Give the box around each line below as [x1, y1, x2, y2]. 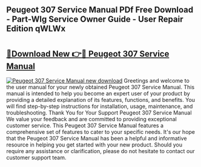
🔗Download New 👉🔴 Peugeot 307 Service [6, 48, 170, 59]
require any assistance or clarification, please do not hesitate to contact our [6, 148, 195, 154]
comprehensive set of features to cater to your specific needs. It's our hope [6, 128, 196, 135]
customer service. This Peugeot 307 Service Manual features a [6, 122, 164, 129]
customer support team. [6, 154, 67, 161]
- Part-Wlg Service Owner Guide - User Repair [6, 14, 183, 25]
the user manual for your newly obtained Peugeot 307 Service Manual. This [6, 84, 195, 90]
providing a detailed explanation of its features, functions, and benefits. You [6, 96, 196, 103]
